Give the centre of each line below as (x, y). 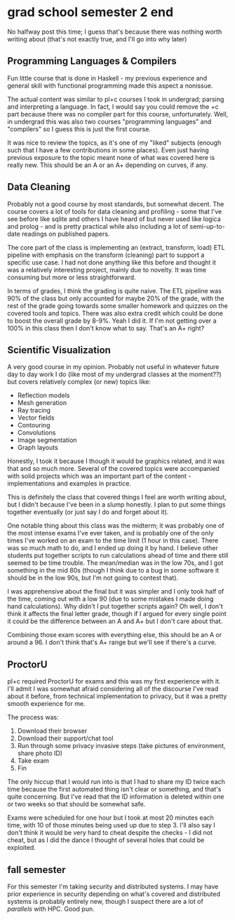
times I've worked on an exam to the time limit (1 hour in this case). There (113, 540)
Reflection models (43, 395)
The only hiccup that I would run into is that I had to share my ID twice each (116, 782)
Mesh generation (42, 403)
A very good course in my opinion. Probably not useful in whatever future (113, 367)
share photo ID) (40, 753)
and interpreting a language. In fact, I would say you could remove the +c (113, 107)
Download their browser (52, 731)
